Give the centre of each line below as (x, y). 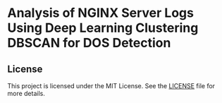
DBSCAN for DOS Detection (89, 43)
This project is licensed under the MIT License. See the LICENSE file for (111, 86)
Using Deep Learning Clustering (103, 28)
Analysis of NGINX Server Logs (100, 13)
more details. (26, 93)
